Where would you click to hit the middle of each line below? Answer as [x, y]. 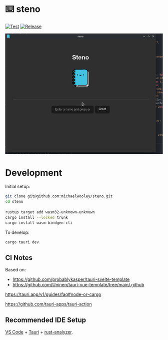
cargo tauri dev [22, 242]
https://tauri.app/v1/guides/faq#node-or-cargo [53, 294]
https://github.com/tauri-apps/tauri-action [48, 304]
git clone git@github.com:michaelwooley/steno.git [59, 196]
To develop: [17, 232]
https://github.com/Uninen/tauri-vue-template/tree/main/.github [78, 285]
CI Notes [19, 258]
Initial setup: [18, 187]
